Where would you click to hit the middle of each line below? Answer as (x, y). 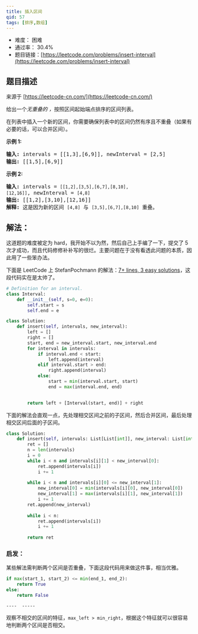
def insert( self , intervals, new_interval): (72, 327)
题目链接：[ (29, 55)
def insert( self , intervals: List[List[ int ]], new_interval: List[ (101, 439)
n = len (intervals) (51, 450)
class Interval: (26, 294)
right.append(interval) (77, 371)
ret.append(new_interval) (59, 504)
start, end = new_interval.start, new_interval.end (92, 343)
